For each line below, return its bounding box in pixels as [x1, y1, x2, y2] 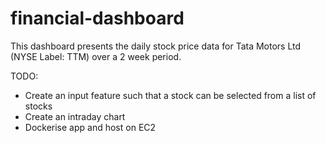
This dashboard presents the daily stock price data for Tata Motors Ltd [10, 40, 302, 52]
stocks [24, 100, 53, 112]
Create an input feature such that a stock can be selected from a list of [24, 89, 317, 101]
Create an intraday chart [24, 110, 126, 122]
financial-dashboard [10, 7, 185, 30]
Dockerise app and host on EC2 [24, 121, 157, 133]
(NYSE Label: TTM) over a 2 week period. [10, 50, 182, 62]
